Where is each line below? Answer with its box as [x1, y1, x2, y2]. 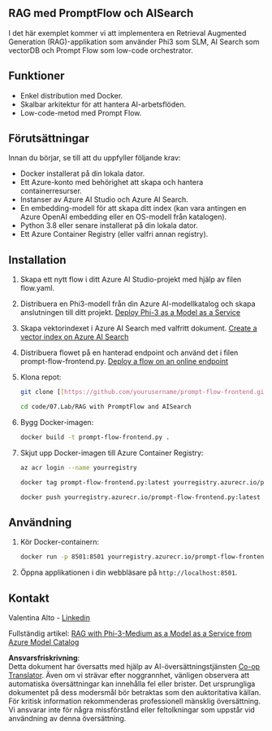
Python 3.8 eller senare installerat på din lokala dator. [19, 221, 199, 230]
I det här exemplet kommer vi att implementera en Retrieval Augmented [8, 28, 247, 37]
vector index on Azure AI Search [19, 332, 129, 342]
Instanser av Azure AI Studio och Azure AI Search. [19, 195, 188, 204]
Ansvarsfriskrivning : [8, 653, 80, 663]
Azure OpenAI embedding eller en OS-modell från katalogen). [19, 212, 227, 222]
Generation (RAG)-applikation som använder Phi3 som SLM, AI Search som [8, 37, 260, 46]
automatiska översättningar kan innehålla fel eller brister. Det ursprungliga [8, 679, 256, 689]
